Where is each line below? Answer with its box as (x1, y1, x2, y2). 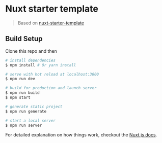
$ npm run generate (5, 109, 47, 114)
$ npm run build (5, 90, 40, 95)
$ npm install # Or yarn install (5, 62, 76, 67)
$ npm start (5, 95, 31, 100)
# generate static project (5, 104, 63, 109)
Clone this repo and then (5, 48, 57, 54)
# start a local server (5, 118, 56, 123)
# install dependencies (5, 58, 56, 63)
